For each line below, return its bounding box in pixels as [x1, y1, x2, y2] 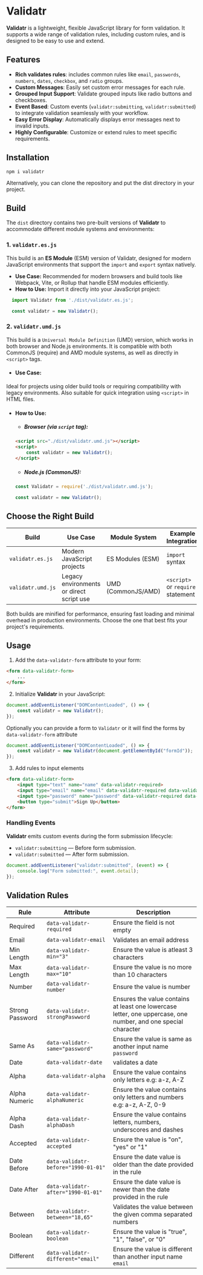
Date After [9, 1185, 39, 1194]
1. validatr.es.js [6, 241, 57, 249]
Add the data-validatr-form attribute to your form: [14, 656, 141, 664]
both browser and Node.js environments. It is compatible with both [6, 342, 172, 350]
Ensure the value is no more [112, 963, 192, 971]
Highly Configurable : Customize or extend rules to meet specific [14, 128, 177, 135]
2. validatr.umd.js [6, 322, 62, 331]
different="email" [46, 1256, 100, 1262]
